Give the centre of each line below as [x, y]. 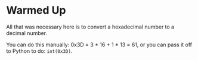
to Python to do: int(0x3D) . [39, 50]
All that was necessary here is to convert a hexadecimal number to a [90, 27]
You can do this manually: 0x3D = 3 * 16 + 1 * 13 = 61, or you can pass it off [99, 45]
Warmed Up [36, 10]
